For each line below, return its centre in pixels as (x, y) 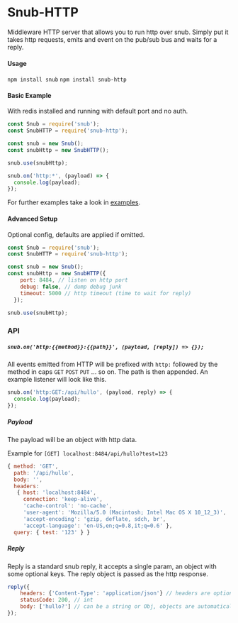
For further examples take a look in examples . (74, 202)
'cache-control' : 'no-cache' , (68, 506)
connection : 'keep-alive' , (63, 500)
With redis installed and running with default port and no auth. (98, 111)
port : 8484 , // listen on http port (74, 280)
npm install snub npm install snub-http (67, 80)
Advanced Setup (33, 219)
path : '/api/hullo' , (44, 473)
